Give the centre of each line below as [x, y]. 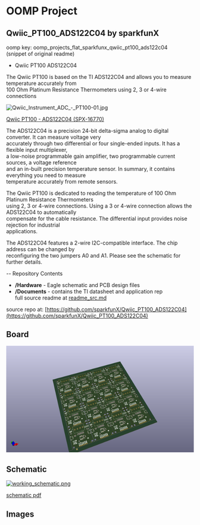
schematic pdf [24, 495]
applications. [22, 231]
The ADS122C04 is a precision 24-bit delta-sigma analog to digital [87, 131]
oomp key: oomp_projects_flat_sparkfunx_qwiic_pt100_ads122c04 [87, 47]
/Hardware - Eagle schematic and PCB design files [77, 285]
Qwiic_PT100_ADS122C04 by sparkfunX [83, 33]
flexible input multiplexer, [37, 150]
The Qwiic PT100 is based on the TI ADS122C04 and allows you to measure [99, 77]
